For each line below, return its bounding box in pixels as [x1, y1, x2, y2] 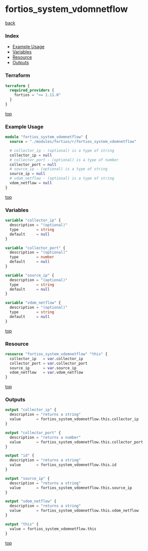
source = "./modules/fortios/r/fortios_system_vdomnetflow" [9, 139, 137, 144]
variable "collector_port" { [5, 245, 66, 250]
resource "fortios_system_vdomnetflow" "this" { [5, 351, 108, 356]
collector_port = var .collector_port [9, 361, 88, 366]
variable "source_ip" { [5, 273, 55, 278]
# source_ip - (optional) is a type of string [9, 167, 108, 172]
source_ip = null [9, 171, 46, 176]
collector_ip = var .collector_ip [9, 356, 83, 361]
